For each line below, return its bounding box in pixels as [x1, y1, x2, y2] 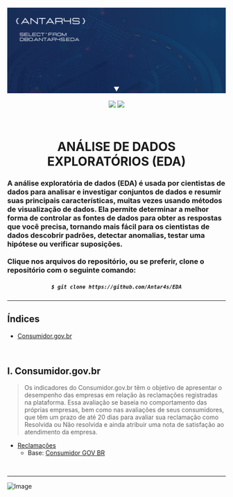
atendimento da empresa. [24, 428, 98, 437]
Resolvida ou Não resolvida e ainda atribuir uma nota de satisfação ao [24, 421, 224, 429]
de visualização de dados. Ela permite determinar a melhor [7, 204, 209, 214]
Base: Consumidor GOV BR [27, 449, 105, 457]
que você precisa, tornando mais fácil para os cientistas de [7, 222, 210, 231]
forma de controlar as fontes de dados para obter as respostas [7, 213, 222, 222]
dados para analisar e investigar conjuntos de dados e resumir [7, 187, 222, 197]
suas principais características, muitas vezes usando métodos [7, 195, 223, 205]
